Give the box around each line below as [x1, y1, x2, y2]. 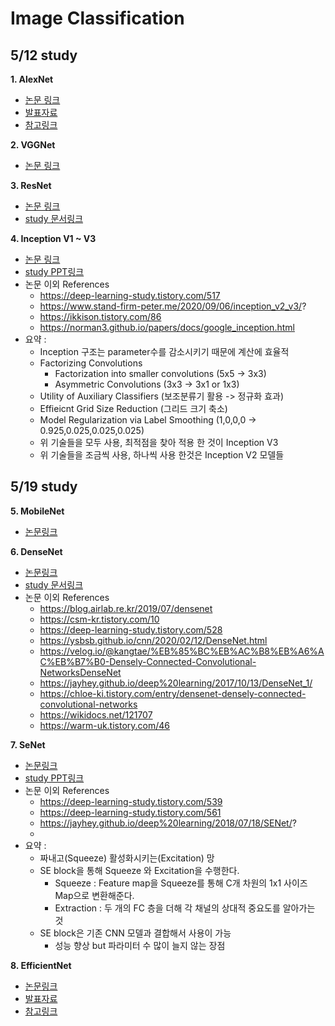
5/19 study [10, 478, 78, 496]
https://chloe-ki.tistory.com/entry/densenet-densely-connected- [39, 687, 307, 699]
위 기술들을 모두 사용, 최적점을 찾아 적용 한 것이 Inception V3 [39, 437, 279, 448]
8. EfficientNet [10, 959, 72, 971]
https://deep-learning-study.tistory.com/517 [39, 290, 221, 301]
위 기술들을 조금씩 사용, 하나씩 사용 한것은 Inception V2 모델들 [39, 449, 285, 461]
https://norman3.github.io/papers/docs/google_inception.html [39, 322, 295, 333]
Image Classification [10, 7, 185, 30]
